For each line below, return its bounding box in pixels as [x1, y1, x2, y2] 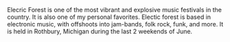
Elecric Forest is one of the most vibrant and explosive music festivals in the [7, 6, 222, 14]
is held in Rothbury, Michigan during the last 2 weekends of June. [7, 27, 193, 35]
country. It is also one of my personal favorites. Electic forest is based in [7, 13, 211, 21]
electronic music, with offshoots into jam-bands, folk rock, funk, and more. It [7, 20, 224, 28]
